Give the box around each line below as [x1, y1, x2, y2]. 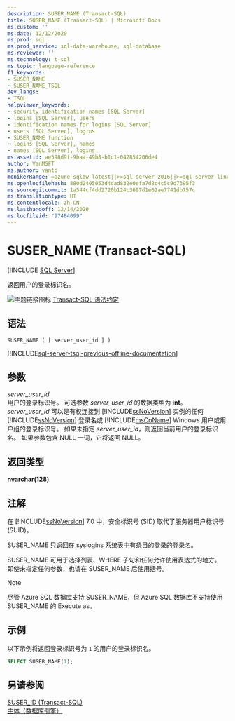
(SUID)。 [7, 525, 33, 534]
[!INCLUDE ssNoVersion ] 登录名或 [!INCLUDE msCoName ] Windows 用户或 [7, 416, 220, 424]
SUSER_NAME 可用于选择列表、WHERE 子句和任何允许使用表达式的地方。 [7, 555, 221, 564]
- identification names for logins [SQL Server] [7, 121, 152, 128]
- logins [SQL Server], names [7, 141, 96, 148]
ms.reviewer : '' [7, 50, 55, 57]
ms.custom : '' [7, 23, 49, 30]
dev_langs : [7, 88, 39, 95]
